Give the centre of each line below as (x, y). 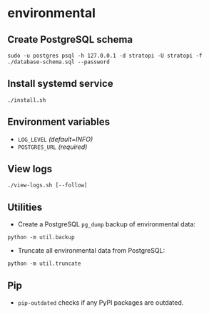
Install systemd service (60, 84)
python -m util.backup (41, 237)
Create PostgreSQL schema (70, 40)
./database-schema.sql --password (59, 62)
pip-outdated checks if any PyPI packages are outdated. (101, 303)
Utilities (25, 207)
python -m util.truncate (44, 264)
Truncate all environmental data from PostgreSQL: (91, 251)
